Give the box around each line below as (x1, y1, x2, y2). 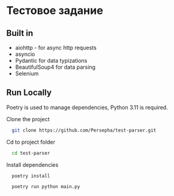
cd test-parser (12, 150, 50, 156)
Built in (6, 28, 33, 38)
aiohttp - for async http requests (15, 44, 97, 51)
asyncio (15, 51, 35, 58)
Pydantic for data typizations (15, 57, 88, 64)
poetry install (12, 173, 50, 179)
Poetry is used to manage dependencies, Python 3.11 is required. (6, 103, 169, 111)
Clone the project (6, 115, 50, 122)
